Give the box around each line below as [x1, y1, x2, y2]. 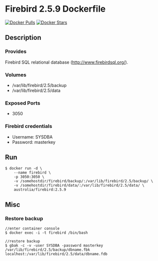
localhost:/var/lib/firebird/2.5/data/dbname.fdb [5, 252, 108, 257]
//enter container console [5, 226, 60, 231]
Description [5, 34, 41, 42]
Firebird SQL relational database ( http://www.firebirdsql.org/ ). [5, 59, 128, 65]
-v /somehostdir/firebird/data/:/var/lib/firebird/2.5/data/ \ [14, 183, 145, 188]
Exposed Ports [5, 100, 40, 106]
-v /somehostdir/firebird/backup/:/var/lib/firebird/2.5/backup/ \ [14, 179, 153, 184]
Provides [5, 48, 27, 55]
